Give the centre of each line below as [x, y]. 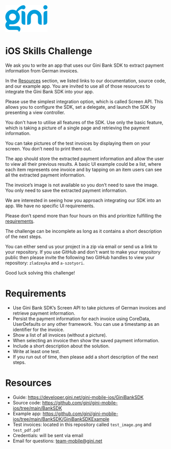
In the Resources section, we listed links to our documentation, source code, [86, 81]
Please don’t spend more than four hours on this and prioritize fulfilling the [83, 216]
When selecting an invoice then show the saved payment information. [86, 340]
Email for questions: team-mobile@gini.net [57, 441]
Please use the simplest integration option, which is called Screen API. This [84, 101]
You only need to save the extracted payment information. [66, 190]
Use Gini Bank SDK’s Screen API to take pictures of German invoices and [89, 307]
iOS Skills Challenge [49, 51]
